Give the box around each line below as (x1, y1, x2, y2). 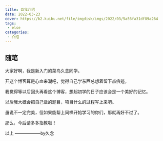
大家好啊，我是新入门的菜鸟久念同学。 (5, 68, 82, 73)
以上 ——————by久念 (5, 130, 55, 136)
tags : (5, 21, 16, 26)
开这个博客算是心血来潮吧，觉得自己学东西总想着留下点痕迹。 (5, 78, 129, 84)
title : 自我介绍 (5, 7, 35, 12)
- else (7, 25, 21, 30)
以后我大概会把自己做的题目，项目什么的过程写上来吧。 (5, 99, 116, 105)
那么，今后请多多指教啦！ (5, 119, 57, 125)
